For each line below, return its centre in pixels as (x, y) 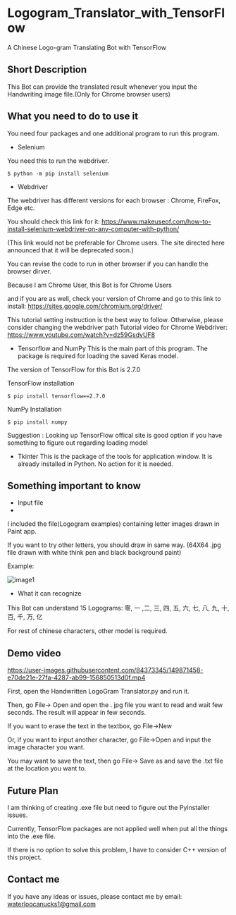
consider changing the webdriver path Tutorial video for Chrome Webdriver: (117, 327)
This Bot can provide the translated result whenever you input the (102, 87)
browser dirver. (29, 271)
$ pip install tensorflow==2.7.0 (56, 396)
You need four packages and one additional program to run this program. (113, 133)
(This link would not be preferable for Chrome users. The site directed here (116, 242)
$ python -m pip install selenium (58, 173)
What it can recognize (49, 594)
